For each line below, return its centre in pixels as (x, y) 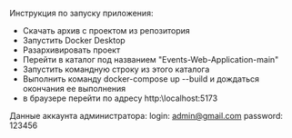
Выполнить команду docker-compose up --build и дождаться (141, 79)
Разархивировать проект (71, 50)
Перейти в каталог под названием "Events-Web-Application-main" (151, 59)
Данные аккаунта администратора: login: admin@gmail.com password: (146, 116)
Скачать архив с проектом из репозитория (106, 30)
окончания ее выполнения (74, 89)
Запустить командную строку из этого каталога (116, 69)
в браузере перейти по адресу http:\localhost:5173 (120, 98)
